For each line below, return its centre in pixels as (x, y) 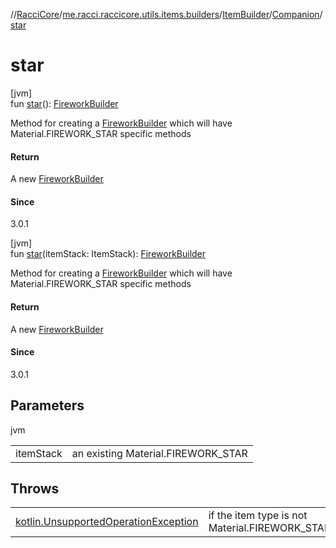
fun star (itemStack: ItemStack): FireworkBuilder (108, 254)
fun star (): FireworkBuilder (64, 103)
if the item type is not (258, 516)
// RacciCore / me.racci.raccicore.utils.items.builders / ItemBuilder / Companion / (166, 14)
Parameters (47, 405)
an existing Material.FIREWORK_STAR (159, 453)
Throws (35, 488)
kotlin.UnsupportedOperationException (107, 522)
